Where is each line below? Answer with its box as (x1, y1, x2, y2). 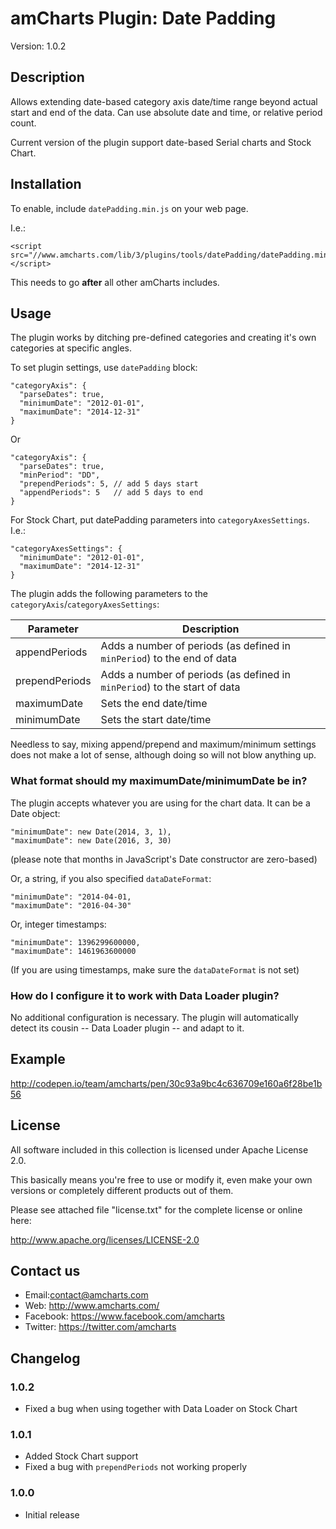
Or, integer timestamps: (10, 918, 107, 930)
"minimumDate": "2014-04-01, (10, 892, 132, 902)
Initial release (24, 1508, 80, 1521)
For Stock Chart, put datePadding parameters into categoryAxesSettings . (10, 514, 310, 526)
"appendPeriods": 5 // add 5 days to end (19, 488, 203, 498)
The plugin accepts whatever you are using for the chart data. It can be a (10, 797, 311, 809)
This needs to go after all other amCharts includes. (10, 276, 220, 288)
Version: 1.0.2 (10, 40, 67, 52)
